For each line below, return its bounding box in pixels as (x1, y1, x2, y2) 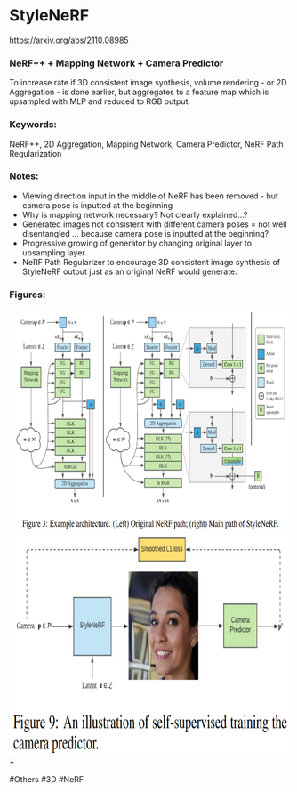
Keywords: (9, 118, 58, 131)
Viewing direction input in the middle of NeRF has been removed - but (21, 190, 278, 201)
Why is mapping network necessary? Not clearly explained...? (21, 209, 248, 220)
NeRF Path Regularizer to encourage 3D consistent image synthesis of (21, 256, 281, 267)
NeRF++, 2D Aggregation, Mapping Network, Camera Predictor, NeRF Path (9, 139, 284, 150)
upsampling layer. (21, 246, 87, 258)
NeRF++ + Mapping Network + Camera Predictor (9, 57, 224, 69)
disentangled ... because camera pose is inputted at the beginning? (21, 228, 269, 238)
